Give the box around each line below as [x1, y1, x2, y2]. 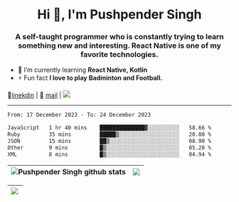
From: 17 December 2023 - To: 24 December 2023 [7, 112, 152, 119]
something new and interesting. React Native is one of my [17, 41, 222, 51]
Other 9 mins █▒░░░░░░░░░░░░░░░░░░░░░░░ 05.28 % [7, 144, 212, 151]
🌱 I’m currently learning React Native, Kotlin [17, 65, 148, 74]
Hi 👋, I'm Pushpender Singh [37, 6, 202, 23]
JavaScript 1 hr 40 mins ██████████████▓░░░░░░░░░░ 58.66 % [7, 124, 212, 132]
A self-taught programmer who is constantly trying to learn [15, 32, 224, 42]
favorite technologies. [80, 50, 159, 60]
